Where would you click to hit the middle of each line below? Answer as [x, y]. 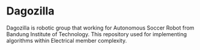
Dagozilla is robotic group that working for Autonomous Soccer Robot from [100, 28]
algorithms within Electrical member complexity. [66, 40]
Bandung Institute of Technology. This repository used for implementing [97, 34]
